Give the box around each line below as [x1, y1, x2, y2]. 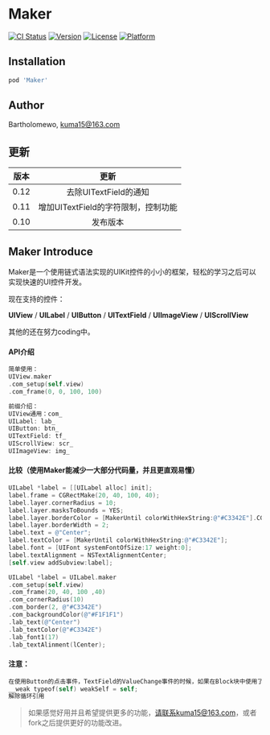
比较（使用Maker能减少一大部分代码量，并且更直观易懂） [8, 465, 199, 475]
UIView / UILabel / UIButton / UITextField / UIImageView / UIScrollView [8, 311, 249, 320]
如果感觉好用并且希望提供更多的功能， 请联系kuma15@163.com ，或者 [27, 708, 257, 717]
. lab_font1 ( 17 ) [8, 633, 59, 641]
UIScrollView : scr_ [8, 440, 74, 448]
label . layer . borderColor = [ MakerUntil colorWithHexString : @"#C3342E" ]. [8, 514, 257, 522]
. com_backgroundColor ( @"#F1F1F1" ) [8, 611, 125, 619]
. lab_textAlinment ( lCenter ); [8, 641, 106, 649]
